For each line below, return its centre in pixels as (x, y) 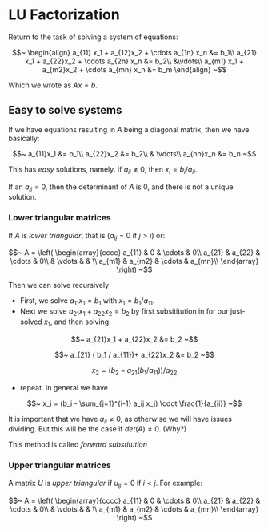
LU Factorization (64, 15)
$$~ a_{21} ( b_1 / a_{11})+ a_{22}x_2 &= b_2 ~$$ (134, 354)
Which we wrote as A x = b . (53, 85)
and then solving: (82, 322)
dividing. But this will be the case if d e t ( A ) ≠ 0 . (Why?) (98, 429)
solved (31, 322)
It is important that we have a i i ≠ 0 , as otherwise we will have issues (120, 420)
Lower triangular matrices (60, 218)
